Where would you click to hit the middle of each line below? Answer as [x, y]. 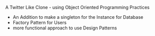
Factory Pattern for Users [40, 23]
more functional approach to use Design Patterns [65, 28]
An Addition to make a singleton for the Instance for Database [78, 17]
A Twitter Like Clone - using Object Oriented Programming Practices [77, 7]
